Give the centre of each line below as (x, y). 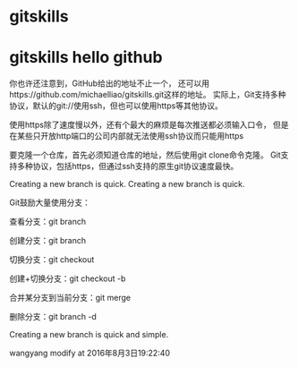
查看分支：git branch (48, 222)
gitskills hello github (86, 58)
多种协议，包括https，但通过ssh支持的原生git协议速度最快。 (128, 166)
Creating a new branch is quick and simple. (89, 335)
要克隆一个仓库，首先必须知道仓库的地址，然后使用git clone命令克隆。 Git (145, 155)
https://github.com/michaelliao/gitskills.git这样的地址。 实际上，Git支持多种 (148, 95)
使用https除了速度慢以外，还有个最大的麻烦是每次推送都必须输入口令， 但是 (149, 125)
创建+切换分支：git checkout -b (68, 278)
